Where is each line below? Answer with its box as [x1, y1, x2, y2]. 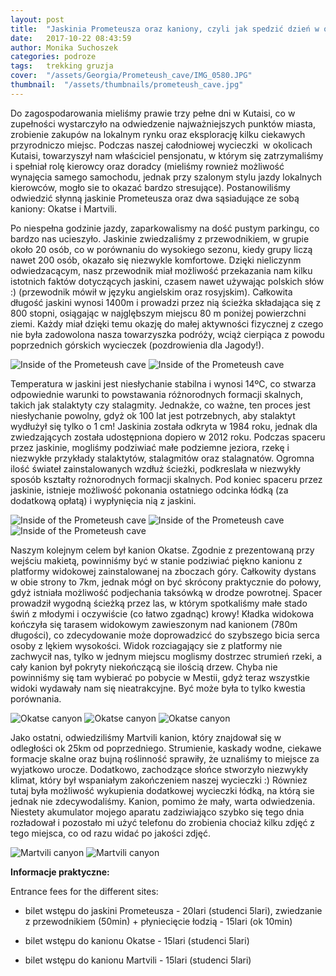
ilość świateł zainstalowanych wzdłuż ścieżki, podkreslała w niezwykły [10, 462, 302, 475]
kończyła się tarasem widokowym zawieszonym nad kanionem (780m [10, 618, 298, 630]
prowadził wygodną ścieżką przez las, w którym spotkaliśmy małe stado [10, 597, 308, 609]
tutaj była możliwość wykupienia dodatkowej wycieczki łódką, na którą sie [10, 784, 315, 796]
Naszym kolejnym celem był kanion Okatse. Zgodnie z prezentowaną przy [10, 544, 315, 556]
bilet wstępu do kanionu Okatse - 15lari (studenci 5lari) [24, 934, 250, 946]
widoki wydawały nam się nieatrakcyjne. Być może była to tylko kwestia [10, 682, 306, 694]
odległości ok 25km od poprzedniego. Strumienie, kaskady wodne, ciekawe [10, 742, 322, 754]
